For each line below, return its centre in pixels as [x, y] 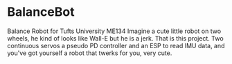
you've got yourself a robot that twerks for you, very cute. [90, 53]
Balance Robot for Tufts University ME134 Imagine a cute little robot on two [114, 31]
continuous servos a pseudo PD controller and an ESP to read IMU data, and [116, 45]
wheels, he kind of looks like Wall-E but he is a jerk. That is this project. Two [115, 38]
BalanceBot [41, 12]
